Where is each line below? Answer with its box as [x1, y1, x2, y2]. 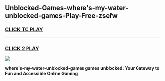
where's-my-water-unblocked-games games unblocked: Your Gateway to [5, 65, 160, 71]
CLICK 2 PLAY [5, 45, 39, 52]
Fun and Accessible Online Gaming [5, 70, 78, 76]
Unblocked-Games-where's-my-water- [5, 4, 129, 12]
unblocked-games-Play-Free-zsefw [5, 12, 118, 20]
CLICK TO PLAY [5, 27, 43, 33]
